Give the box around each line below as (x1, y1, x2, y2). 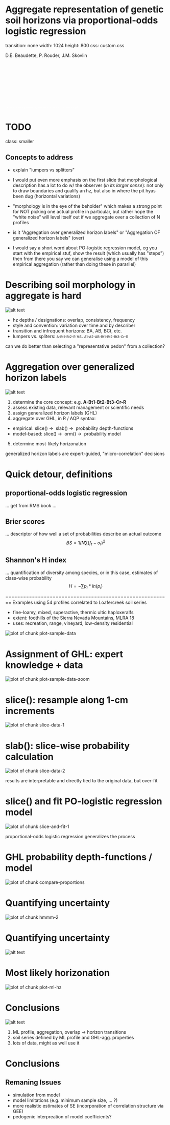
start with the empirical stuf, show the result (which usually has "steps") (12, 250, 164, 256)
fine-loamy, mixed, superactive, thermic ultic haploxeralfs (12, 609, 134, 616)
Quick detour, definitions (5, 468, 113, 480)
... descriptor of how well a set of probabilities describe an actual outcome (5, 531, 162, 537)
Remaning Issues (5, 1078, 61, 1087)
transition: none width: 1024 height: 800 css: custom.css (5, 42, 125, 48)
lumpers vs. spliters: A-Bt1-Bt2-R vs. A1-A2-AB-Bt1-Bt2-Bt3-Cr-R (12, 333, 129, 339)
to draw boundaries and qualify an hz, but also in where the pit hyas (12, 187, 156, 193)
